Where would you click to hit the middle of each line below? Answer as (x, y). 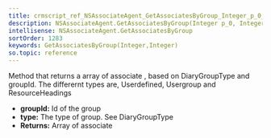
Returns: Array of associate (66, 126)
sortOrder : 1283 (35, 38)
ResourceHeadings (40, 93)
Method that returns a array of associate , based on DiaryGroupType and (129, 76)
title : (19, 16)
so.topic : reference (43, 53)
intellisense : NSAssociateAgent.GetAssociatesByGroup (101, 30)
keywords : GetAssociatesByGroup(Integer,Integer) (94, 46)
